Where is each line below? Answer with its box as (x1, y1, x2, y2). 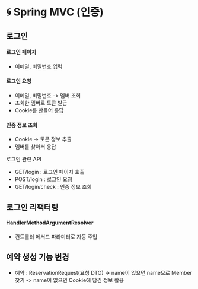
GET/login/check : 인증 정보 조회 (14, 183, 92, 190)
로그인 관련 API (6, 155, 41, 163)
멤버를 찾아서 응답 (14, 143, 56, 150)
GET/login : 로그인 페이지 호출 (14, 169, 85, 176)
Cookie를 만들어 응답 (14, 106, 64, 113)
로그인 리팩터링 (6, 202, 59, 212)
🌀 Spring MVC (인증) (6, 5, 104, 19)
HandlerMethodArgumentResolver (6, 219, 94, 226)
